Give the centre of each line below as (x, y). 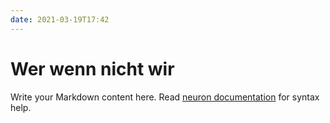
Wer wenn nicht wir (92, 68)
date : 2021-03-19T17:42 (60, 19)
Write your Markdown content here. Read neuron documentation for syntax (165, 97)
